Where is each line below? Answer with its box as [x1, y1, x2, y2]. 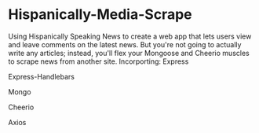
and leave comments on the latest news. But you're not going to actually [8, 39, 242, 49]
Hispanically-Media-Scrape [8, 6, 192, 24]
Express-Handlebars [8, 72, 75, 81]
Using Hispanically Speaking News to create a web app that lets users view [8, 31, 252, 41]
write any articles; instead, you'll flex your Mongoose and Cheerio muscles [8, 48, 250, 57]
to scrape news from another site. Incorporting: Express [8, 57, 189, 66]
